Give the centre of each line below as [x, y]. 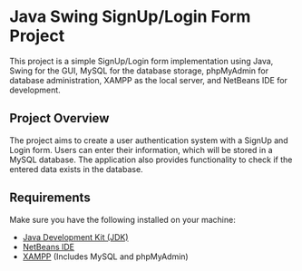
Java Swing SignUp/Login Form [130, 17]
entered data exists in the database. [76, 169]
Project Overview [59, 118]
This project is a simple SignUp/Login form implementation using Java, [141, 61]
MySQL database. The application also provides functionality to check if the [151, 160]
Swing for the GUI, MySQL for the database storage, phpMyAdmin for [139, 71]
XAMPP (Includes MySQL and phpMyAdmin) [105, 256]
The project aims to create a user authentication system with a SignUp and [149, 140]
